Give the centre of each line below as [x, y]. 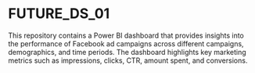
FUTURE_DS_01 [59, 14]
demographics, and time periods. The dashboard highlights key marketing [127, 52]
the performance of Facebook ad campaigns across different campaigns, [126, 43]
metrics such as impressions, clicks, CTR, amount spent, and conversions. [128, 60]
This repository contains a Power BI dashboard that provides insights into [126, 35]
